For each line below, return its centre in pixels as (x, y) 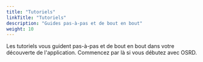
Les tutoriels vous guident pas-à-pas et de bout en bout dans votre (90, 46)
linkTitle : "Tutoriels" (36, 18)
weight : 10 (20, 29)
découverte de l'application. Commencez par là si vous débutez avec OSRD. (102, 53)
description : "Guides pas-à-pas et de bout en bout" (74, 23)
